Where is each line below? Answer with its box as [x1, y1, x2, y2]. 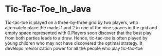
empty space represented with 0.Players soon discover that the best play [5, 30, 152, 36]
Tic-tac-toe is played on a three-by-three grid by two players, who [5, 19, 139, 25]
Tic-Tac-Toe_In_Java [5, 3, 91, 15]
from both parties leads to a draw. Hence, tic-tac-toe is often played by [5, 35, 148, 41]
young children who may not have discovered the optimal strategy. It [5, 40, 143, 46]
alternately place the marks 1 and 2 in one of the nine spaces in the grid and [5, 24, 157, 30]
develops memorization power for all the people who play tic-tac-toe [5, 45, 143, 51]
